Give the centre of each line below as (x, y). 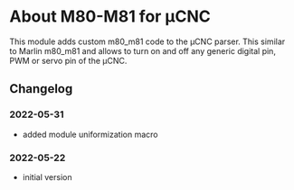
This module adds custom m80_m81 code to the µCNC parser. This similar (147, 41)
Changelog (41, 89)
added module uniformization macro (90, 134)
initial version (47, 176)
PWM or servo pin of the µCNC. (68, 60)
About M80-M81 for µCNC (110, 17)
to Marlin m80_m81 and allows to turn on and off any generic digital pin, (142, 50)
